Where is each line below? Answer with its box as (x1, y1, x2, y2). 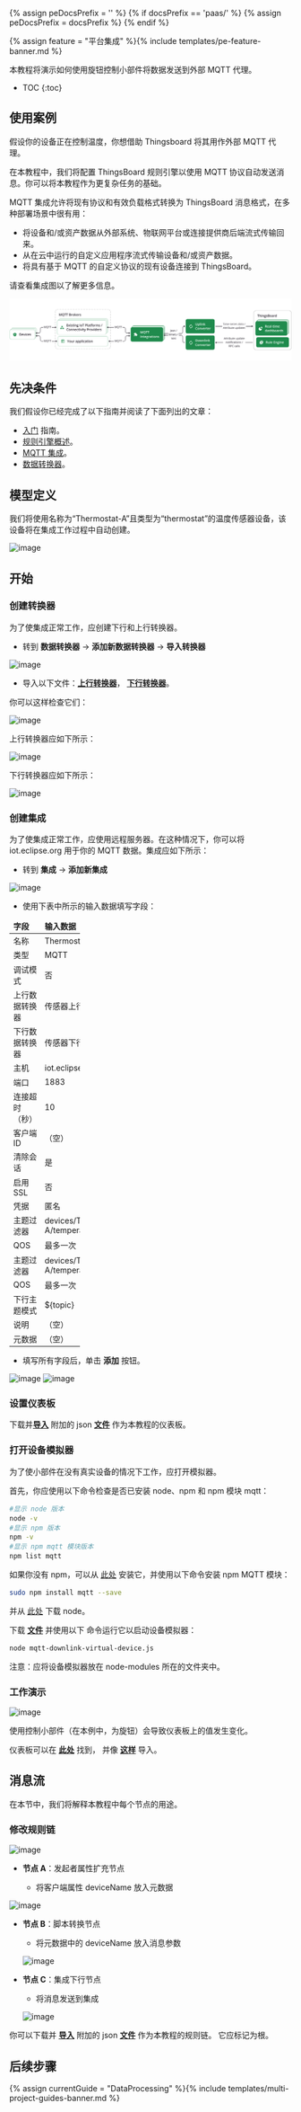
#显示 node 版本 (9, 1504, 64, 1513)
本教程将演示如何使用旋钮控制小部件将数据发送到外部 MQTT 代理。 (9, 65, 257, 75)
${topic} (44, 1299, 74, 1310)
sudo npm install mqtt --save (9, 1588, 123, 1597)
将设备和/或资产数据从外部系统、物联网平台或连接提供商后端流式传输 (21, 226, 277, 237)
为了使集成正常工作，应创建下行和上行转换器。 (9, 622, 182, 633)
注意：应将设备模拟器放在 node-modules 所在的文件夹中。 (9, 1661, 226, 1672)
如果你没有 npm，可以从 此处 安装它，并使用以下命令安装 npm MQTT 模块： (9, 1569, 290, 1580)
